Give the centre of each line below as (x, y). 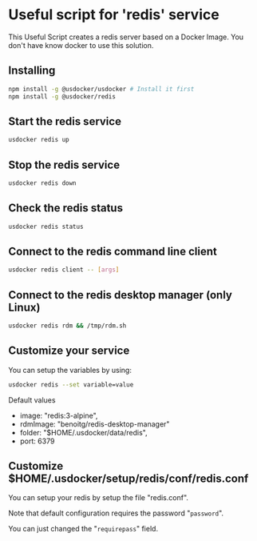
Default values (32, 400)
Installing (32, 71)
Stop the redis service (64, 164)
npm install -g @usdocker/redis (62, 96)
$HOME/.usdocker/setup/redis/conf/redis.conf (128, 479)
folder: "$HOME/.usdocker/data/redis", (83, 432)
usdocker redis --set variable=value (71, 385)
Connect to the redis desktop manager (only (121, 295)
